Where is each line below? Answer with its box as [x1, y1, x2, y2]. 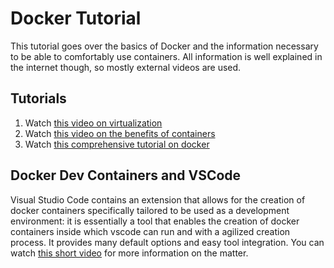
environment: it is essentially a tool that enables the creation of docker [10, 215, 300, 227]
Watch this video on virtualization [24, 117, 163, 129]
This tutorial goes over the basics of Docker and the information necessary [10, 40, 319, 52]
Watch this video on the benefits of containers [24, 127, 216, 139]
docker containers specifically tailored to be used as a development [10, 204, 290, 216]
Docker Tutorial [10, 7, 142, 30]
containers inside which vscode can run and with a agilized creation [10, 225, 291, 237]
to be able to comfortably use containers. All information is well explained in [10, 50, 323, 62]
